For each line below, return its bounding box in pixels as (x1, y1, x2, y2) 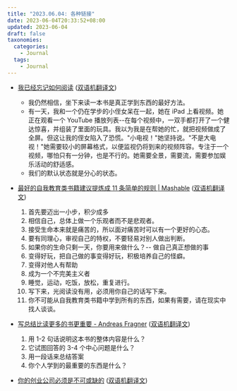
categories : (13, 43, 49, 50)
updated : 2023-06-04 (7, 23, 68, 30)
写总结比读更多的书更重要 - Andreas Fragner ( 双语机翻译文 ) (17, 319, 190, 328)
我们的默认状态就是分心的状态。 (28, 169, 121, 177)
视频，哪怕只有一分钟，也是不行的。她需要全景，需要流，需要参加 (28, 151, 220, 160)
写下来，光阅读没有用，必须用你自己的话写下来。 (28, 287, 171, 295)
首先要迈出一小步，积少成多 (28, 207, 109, 216)
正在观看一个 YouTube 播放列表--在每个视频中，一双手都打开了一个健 (28, 116, 230, 124)
